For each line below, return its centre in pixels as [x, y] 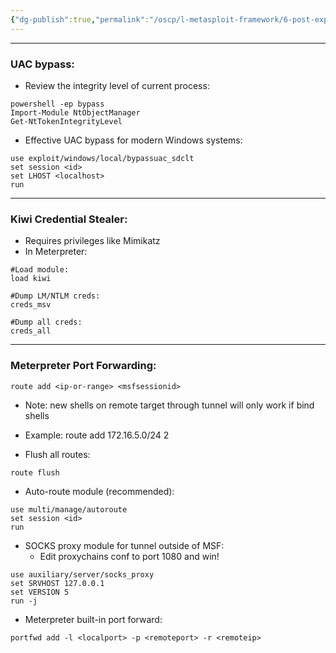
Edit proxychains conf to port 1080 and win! [129, 556]
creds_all [31, 331]
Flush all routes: [57, 454]
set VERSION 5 [40, 592]
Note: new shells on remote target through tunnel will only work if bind [169, 405]
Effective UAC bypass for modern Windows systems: [133, 140]
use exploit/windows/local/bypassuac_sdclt [102, 158]
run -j [24, 601]
